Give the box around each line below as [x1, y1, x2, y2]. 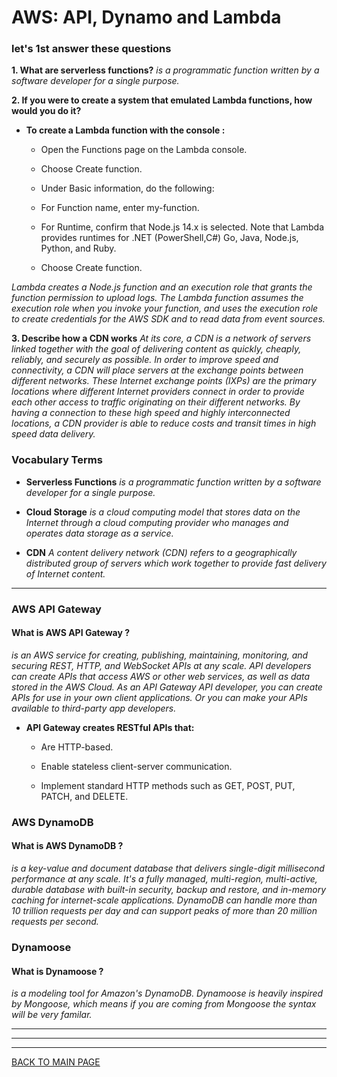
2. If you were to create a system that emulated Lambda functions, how [11, 94, 313, 106]
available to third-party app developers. [11, 702, 177, 714]
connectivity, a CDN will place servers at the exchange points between [11, 364, 304, 376]
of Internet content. [25, 567, 106, 580]
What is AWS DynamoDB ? [11, 840, 124, 852]
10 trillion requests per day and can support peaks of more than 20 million [11, 905, 318, 917]
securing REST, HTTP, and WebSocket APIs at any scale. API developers [11, 659, 312, 671]
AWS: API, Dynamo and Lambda [11, 6, 282, 29]
